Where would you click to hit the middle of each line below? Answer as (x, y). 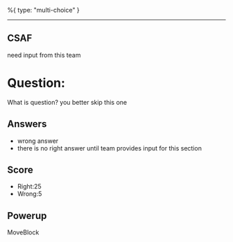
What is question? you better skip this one (67, 102)
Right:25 (29, 187)
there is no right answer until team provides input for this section (110, 148)
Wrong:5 (29, 194)
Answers (27, 124)
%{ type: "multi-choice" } (43, 10)
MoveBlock (23, 232)
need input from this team (44, 55)
